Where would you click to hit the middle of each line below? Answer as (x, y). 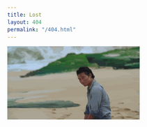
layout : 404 (24, 22)
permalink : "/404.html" (42, 29)
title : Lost (24, 15)
